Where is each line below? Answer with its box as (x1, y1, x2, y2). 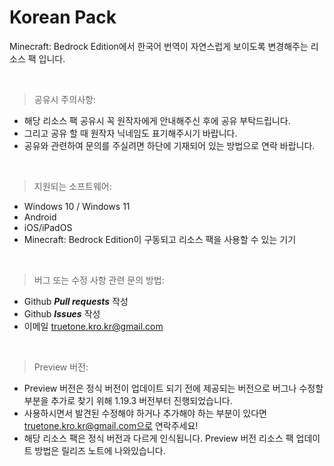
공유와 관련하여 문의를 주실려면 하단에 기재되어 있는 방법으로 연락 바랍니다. (23, 139, 316, 151)
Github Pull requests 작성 (23, 295, 129, 307)
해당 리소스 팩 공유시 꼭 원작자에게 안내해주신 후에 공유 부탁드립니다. (23, 114, 291, 126)
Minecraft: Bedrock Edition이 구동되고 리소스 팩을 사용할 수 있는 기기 (23, 233, 297, 245)
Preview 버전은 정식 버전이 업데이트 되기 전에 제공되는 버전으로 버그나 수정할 (23, 382, 324, 394)
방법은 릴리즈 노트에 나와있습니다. (34, 444, 166, 456)
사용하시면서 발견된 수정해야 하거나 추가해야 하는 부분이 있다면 (23, 407, 267, 419)
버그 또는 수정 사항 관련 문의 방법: (33, 274, 165, 286)
